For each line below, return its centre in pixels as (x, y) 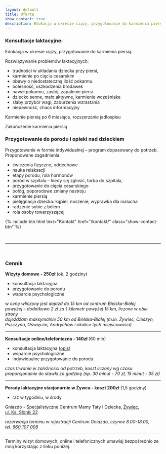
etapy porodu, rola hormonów (42, 175)
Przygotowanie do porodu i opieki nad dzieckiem (65, 139)
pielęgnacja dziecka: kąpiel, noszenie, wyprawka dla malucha (75, 201)
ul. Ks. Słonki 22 (21, 412)
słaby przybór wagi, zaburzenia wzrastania (56, 102)
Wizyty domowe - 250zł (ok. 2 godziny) (46, 274)
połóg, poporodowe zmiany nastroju (49, 191)
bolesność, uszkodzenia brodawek (48, 86)
